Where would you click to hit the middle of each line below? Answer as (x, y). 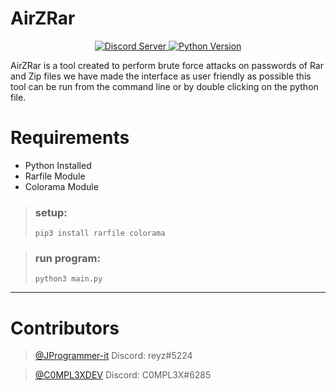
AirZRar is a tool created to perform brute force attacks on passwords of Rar (167, 65)
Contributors (65, 328)
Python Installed (58, 165)
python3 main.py (68, 279)
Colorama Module (61, 186)
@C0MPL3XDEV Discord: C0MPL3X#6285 (123, 375)
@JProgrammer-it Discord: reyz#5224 (113, 356)
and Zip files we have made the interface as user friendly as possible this (161, 76)
